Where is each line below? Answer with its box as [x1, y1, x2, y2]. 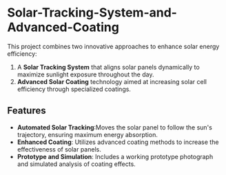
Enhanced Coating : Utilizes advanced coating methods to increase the [17, 138, 219, 146]
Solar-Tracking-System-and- [7, 5, 178, 21]
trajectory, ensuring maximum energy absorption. [17, 130, 158, 138]
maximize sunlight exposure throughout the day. [17, 70, 154, 79]
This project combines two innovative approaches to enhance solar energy [7, 42, 220, 50]
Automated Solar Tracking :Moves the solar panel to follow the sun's [17, 123, 212, 132]
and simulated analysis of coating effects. [17, 160, 136, 168]
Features [7, 105, 46, 116]
